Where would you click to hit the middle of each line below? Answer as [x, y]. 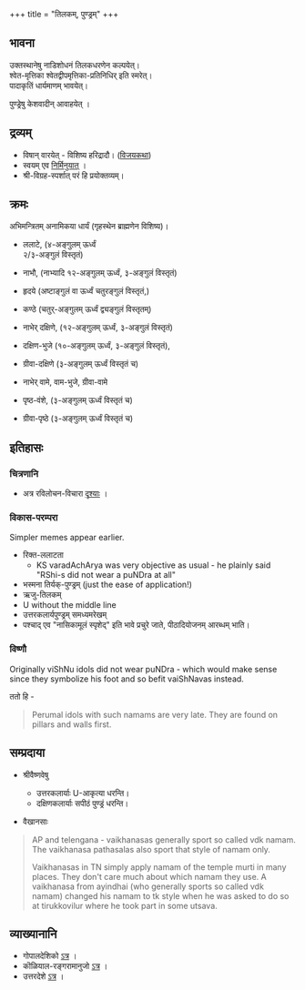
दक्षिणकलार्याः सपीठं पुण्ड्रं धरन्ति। [82, 803]
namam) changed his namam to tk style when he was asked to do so [160, 895]
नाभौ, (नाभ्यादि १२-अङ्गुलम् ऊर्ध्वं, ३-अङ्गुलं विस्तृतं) [100, 273]
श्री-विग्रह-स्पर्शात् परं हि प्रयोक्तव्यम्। [73, 175]
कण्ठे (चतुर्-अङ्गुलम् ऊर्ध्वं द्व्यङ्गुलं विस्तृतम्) [87, 309]
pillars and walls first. [71, 724]
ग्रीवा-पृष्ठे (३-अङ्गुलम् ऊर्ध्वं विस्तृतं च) [78, 419]
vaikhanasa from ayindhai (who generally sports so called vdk [147, 886]
